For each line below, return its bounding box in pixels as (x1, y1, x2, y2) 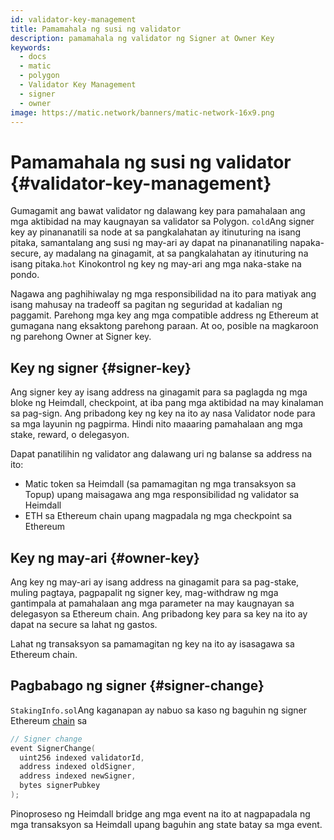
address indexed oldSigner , (19, 762, 137, 772)
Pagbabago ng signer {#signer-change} (10, 677, 265, 695)
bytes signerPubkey (19, 781, 101, 791)
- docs (19, 52, 47, 62)
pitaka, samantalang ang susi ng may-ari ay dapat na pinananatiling (10, 237, 288, 249)
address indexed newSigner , (19, 771, 137, 781)
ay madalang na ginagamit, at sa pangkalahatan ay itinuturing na (43, 247, 309, 260)
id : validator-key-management (10, 14, 137, 25)
